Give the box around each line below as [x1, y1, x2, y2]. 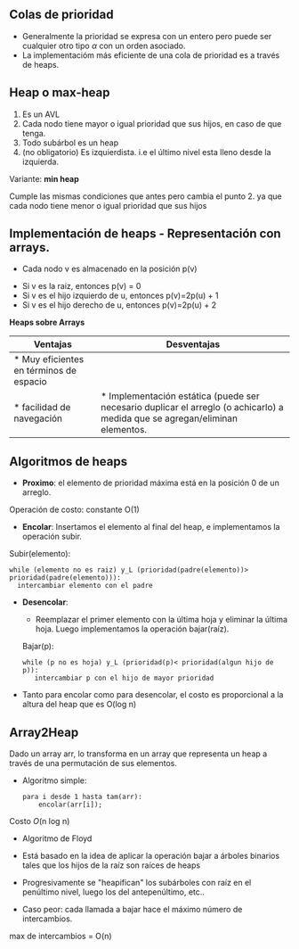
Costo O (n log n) [9, 816, 70, 827]
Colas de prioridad [9, 7, 114, 22]
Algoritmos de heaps [9, 454, 128, 469]
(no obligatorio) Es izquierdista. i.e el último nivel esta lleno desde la [21, 146, 271, 157]
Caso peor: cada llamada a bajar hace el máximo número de [21, 904, 243, 915]
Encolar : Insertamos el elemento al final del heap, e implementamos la [21, 522, 280, 532]
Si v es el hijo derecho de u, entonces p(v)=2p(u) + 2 [21, 300, 216, 310]
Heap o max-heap [9, 85, 110, 101]
